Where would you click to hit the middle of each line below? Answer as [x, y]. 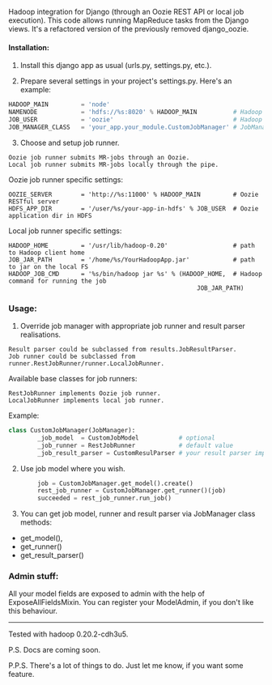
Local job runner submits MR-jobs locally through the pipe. [114, 164]
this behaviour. [33, 611]
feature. [21, 674]
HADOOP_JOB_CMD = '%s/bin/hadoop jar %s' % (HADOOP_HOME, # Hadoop [136, 274]
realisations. [40, 334]
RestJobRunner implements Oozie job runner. [85, 394]
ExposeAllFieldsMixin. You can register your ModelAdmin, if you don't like [131, 602]
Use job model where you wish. [72, 468]
